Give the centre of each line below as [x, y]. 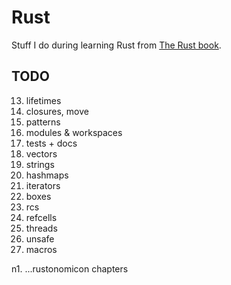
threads [41, 228]
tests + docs [51, 143]
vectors [41, 153]
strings [40, 164]
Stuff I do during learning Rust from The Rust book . [116, 45]
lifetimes [43, 100]
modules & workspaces [74, 132]
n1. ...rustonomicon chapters [70, 268]
